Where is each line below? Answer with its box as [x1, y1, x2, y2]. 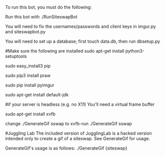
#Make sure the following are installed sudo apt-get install [5, 48, 125, 54]
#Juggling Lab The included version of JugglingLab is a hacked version [5, 130, 152, 136]
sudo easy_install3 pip [5, 63, 51, 69]
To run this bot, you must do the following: [5, 4, 92, 10]
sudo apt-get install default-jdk [5, 92, 69, 97]
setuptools [5, 53, 27, 59]
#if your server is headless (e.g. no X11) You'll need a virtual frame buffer [5, 101, 155, 107]
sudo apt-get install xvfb [5, 111, 56, 117]
